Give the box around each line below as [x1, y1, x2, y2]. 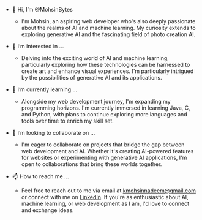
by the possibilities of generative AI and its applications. [21, 74, 162, 81]
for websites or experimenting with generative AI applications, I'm [21, 154, 187, 161]
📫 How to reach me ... [12, 173, 69, 180]
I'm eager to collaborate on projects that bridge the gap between [21, 141, 185, 148]
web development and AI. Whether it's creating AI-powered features [21, 148, 194, 154]
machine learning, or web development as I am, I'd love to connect [21, 200, 190, 207]
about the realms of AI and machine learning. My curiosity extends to [21, 25, 196, 31]
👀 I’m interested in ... [12, 43, 64, 50]
